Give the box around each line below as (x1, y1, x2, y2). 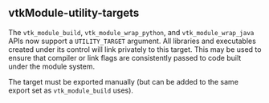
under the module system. (8, 61, 95, 71)
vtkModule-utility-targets (8, 6, 140, 20)
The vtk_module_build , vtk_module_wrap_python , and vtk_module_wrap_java (8, 27, 255, 37)
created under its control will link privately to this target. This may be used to (8, 44, 262, 54)
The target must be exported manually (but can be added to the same (8, 77, 239, 86)
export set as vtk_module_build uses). (8, 85, 134, 95)
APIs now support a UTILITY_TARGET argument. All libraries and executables (8, 36, 257, 46)
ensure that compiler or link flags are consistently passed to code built (8, 53, 242, 62)
